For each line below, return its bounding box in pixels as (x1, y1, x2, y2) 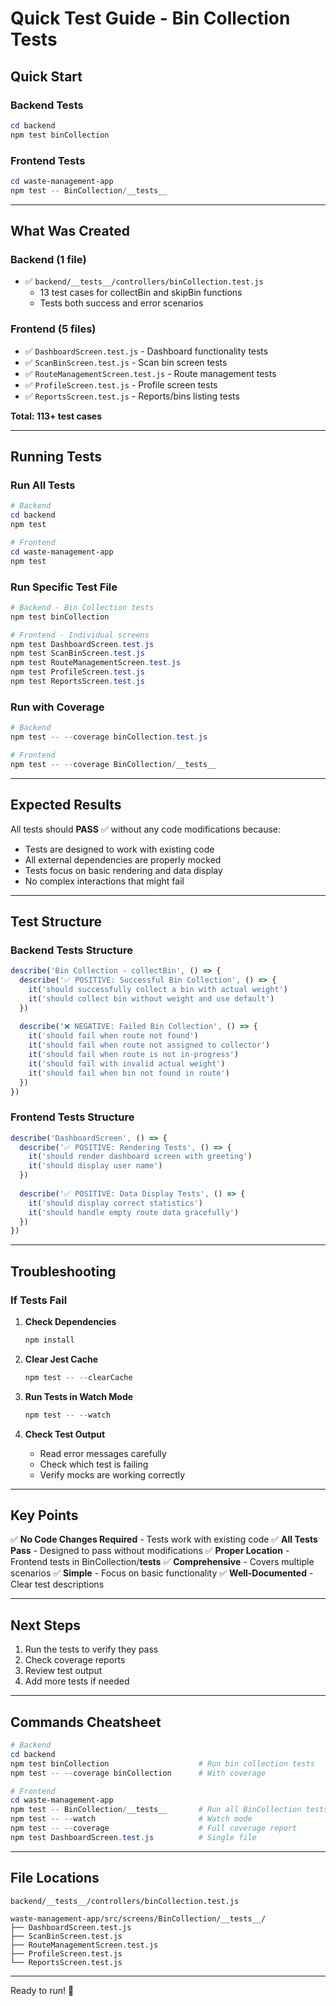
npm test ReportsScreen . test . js (10, 677, 145, 687)
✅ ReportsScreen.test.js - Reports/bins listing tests (24, 390, 240, 402)
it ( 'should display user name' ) (28, 1161, 163, 1171)
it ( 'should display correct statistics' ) (28, 1198, 203, 1208)
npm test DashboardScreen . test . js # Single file (10, 1832, 257, 1842)
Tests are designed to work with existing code (24, 843, 215, 855)
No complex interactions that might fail (24, 875, 185, 887)
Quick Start (10, 68, 83, 85)
